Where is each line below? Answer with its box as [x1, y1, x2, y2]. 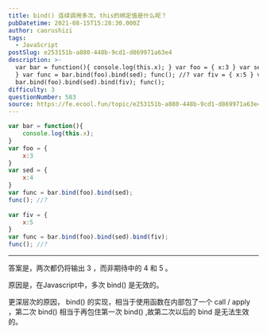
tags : [8, 33, 26, 42]
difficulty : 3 [8, 85, 56, 94]
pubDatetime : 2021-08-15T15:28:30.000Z [8, 19, 141, 27]
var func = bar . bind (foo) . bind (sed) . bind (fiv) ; [8, 233, 169, 241]
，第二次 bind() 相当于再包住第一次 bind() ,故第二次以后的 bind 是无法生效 [8, 307, 250, 317]
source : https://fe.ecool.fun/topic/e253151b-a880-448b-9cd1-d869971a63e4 [8, 100, 261, 108]
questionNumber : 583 [8, 93, 77, 101]
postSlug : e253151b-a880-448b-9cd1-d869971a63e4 [8, 49, 172, 56]
